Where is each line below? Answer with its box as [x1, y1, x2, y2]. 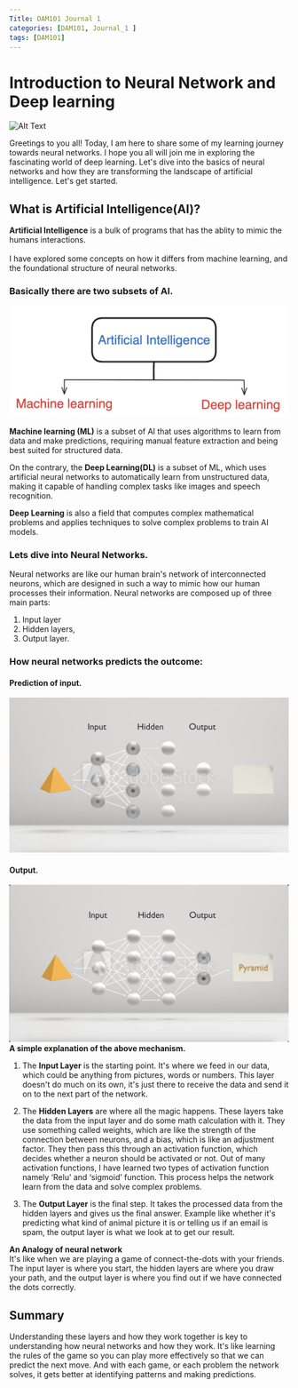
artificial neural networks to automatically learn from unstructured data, [9, 471, 271, 482]
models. [9, 526, 39, 537]
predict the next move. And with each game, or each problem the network [9, 1360, 279, 1370]
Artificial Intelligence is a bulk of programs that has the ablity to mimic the [9, 225, 282, 235]
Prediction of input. [9, 677, 82, 688]
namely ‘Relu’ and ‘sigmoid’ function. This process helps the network [21, 1172, 275, 1183]
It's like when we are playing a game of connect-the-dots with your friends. [9, 1254, 286, 1264]
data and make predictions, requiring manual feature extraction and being [9, 435, 278, 446]
